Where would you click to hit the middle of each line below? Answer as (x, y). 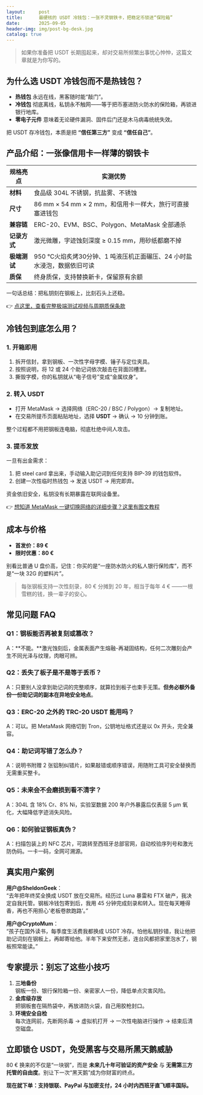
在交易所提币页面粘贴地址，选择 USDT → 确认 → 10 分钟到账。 (93, 416)
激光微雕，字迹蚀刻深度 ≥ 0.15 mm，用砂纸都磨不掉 (108, 240)
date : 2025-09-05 (36, 23)
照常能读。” (24, 946)
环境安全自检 (31, 1013)
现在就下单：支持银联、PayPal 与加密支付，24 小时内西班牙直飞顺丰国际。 (99, 1085)
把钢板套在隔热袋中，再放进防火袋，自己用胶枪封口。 (81, 1006)
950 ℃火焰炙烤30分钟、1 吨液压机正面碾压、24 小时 (110, 256)
